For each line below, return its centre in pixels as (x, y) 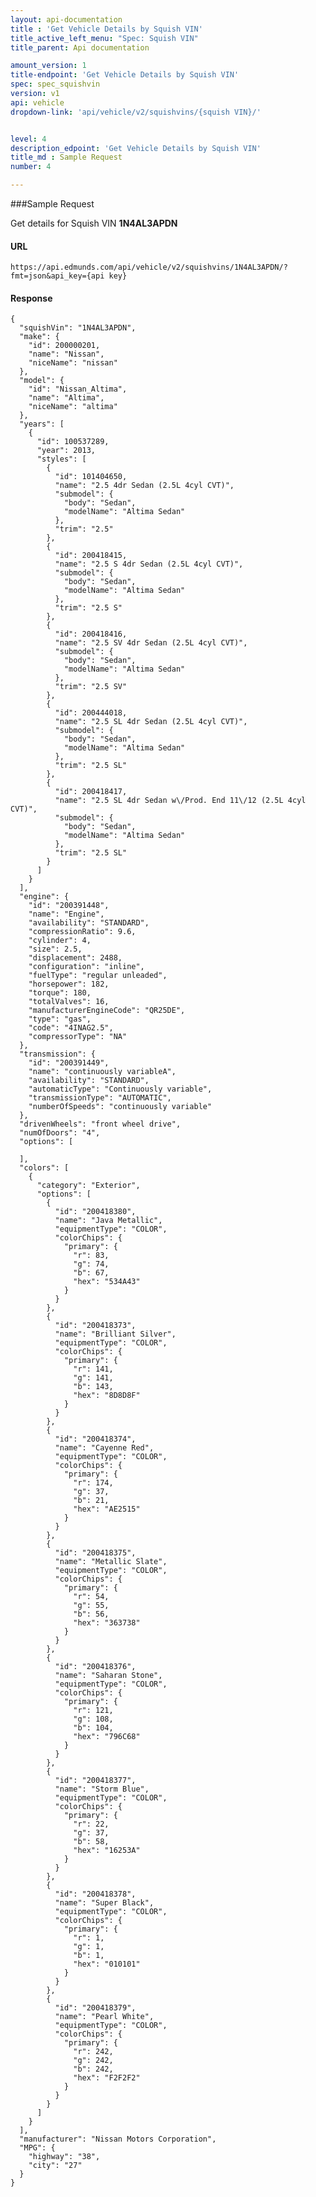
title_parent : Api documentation (80, 47)
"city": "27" (55, 2166)
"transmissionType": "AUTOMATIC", (100, 1098)
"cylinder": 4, (60, 941)
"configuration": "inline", (86, 967)
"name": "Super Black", (104, 1903)
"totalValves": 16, (69, 1002)
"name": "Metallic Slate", (111, 1562)
